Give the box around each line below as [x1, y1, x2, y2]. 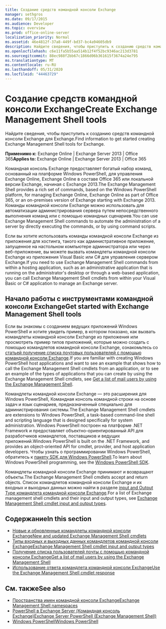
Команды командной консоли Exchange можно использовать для [5, 202, 144, 208]
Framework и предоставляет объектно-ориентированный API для [5, 427, 143, 433]
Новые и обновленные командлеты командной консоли [12, 528, 131, 534]
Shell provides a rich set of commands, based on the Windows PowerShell [5, 186, 157, 192]
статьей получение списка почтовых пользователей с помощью [5, 350, 142, 356]
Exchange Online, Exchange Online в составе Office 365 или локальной [5, 176, 154, 182]
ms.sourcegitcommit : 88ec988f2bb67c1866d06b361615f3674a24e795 [5, 53, 138, 58]
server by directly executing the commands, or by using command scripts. [5, 223, 157, 229]
